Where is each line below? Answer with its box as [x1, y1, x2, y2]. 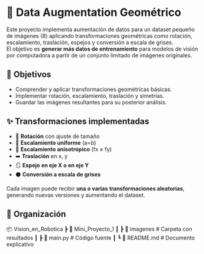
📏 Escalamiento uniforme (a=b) [15, 139, 96, 146]
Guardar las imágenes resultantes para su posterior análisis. [15, 98, 167, 106]
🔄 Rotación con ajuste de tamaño [15, 132, 100, 140]
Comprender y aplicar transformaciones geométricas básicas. [15, 85, 172, 93]
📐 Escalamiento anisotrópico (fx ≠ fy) [15, 145, 112, 153]
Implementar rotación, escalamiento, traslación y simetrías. [15, 92, 165, 100]
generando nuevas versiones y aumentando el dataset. [6, 191, 145, 198]
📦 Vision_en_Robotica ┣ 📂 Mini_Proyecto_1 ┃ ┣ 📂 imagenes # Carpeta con [6, 225, 192, 233]
